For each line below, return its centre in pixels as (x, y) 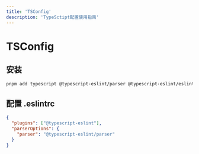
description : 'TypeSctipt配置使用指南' (53, 17)
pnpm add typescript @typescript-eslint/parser (66, 84)
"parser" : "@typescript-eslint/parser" (66, 134)
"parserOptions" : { (36, 129)
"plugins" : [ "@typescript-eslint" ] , (57, 123)
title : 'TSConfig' (29, 12)
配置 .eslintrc (31, 103)
